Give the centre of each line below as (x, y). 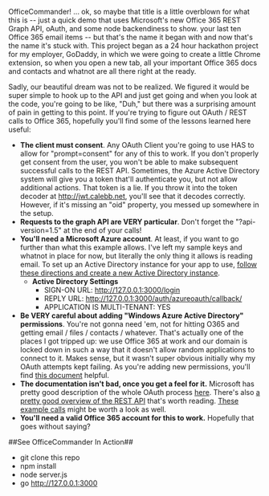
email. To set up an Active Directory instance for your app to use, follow (139, 264)
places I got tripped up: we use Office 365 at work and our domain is (134, 341)
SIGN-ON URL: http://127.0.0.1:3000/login (112, 290)
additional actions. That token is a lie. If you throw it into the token (129, 187)
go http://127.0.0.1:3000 (59, 483)
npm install (38, 466)
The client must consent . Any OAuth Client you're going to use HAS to (137, 145)
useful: (20, 129)
